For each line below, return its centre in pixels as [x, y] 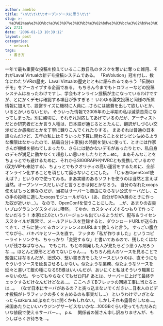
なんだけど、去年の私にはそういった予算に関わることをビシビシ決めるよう [83, 136]
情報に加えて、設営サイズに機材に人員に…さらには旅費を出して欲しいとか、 [81, 106]
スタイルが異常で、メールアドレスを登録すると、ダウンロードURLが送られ [83, 221]
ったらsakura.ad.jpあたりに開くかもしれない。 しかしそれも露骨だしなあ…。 [81, 300]
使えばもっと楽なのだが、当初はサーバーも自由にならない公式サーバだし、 [79, 191]
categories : [17, 41]
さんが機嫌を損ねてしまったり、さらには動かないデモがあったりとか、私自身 [81, 148]
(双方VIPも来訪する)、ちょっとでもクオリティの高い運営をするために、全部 [80, 166]
